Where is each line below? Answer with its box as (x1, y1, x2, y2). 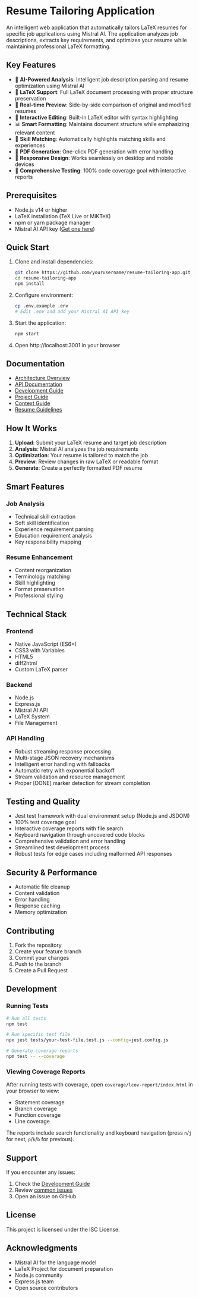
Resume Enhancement (6, 553, 73, 561)
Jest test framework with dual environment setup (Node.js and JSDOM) (14, 812, 190, 819)
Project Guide (14, 394, 49, 401)
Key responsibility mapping (14, 538, 81, 545)
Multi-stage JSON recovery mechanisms (14, 754, 115, 761)
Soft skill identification (14, 519, 70, 526)
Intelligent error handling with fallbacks (14, 760, 110, 768)
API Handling (6, 734, 45, 743)
